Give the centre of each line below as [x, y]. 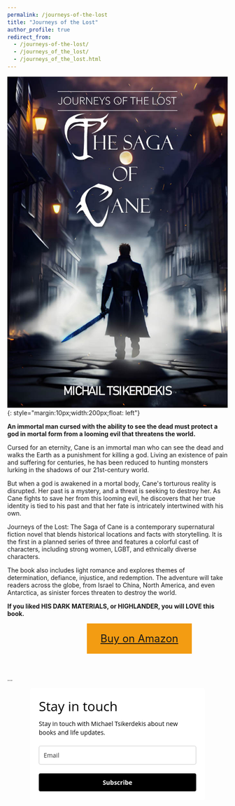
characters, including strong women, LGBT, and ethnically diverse [102, 549]
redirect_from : [29, 37]
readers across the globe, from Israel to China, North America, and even [111, 585]
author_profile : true [39, 29]
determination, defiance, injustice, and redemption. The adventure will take [115, 577]
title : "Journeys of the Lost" [53, 22]
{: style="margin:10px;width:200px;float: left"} [74, 412]
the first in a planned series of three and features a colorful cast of [103, 542]
